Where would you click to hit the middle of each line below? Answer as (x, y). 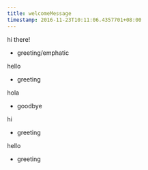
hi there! (19, 39)
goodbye (29, 106)
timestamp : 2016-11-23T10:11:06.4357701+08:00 (74, 20)
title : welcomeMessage (39, 13)
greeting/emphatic (43, 53)
